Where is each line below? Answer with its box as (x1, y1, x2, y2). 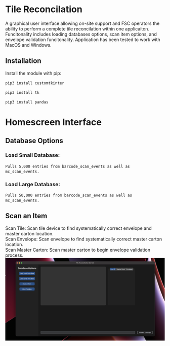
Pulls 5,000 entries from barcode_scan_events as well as (5, 164, 130, 169)
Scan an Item (5, 212, 48, 220)
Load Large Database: (5, 181, 61, 188)
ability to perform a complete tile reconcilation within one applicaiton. (5, 25, 150, 31)
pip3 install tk (5, 90, 39, 95)
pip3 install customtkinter (5, 80, 65, 86)
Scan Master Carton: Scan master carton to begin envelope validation (5, 247, 151, 253)
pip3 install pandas (5, 99, 49, 105)
